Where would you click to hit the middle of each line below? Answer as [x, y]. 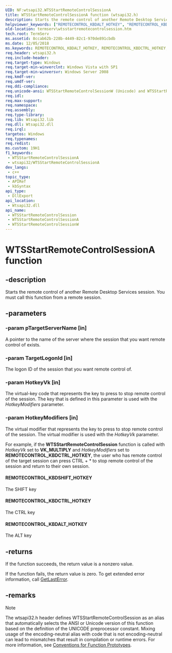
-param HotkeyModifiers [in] [42, 418]
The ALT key [18, 536]
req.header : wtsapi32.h [31, 53]
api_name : [16, 210]
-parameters [26, 313]
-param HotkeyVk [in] [33, 382]
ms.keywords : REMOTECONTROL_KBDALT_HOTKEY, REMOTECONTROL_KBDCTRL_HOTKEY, [87, 48]
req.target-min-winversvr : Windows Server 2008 [57, 72]
